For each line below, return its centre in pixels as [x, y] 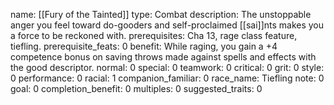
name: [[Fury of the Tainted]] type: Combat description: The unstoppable [161, 14]
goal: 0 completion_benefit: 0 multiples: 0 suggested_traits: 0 [136, 88]
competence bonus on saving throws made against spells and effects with [163, 57]
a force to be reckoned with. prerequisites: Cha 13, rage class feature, [154, 35]
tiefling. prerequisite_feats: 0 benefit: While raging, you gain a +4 [144, 46]
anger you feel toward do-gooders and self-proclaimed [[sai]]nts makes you [167, 25]
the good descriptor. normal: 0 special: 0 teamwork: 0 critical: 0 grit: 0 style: [167, 67]
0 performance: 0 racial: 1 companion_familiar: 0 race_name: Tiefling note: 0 [167, 78]
